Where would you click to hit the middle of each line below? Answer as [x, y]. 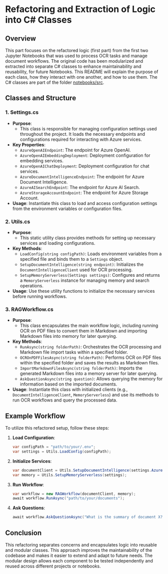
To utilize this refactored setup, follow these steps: [57, 428]
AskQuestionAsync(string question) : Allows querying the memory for [91, 379]
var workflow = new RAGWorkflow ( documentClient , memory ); [74, 494]
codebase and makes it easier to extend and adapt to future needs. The [79, 555]
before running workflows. [40, 296]
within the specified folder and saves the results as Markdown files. [89, 363]
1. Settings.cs [22, 112]
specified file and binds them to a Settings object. [71, 259]
